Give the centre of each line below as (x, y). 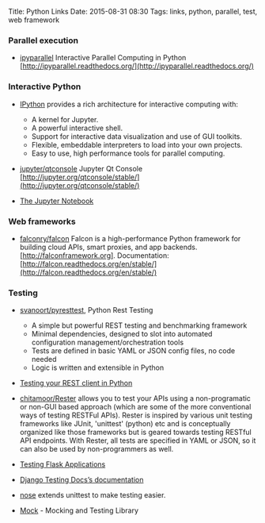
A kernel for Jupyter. (65, 119)
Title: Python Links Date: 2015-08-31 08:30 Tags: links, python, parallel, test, (133, 12)
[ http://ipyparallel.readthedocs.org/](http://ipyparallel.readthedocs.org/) (137, 66)
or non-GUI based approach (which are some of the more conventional (135, 407)
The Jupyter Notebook (57, 201)
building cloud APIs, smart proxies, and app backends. (108, 247)
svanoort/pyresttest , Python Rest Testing (86, 310)
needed (44, 360)
